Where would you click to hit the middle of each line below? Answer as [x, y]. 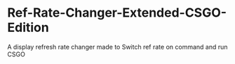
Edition [28, 27]
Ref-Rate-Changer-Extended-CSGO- [117, 13]
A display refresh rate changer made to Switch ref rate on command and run [117, 47]
